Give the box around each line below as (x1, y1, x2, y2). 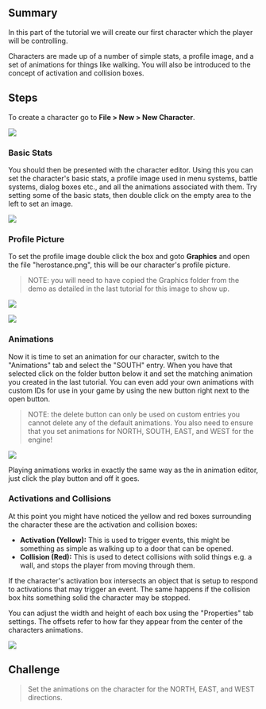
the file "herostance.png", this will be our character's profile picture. (8, 260, 231, 269)
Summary (8, 6, 58, 20)
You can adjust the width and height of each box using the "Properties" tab (8, 608, 254, 618)
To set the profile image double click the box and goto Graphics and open (8, 252, 250, 262)
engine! (27, 435, 53, 444)
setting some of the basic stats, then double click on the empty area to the (8, 190, 252, 200)
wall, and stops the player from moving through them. (19, 560, 196, 570)
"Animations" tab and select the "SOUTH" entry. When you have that (8, 360, 233, 370)
